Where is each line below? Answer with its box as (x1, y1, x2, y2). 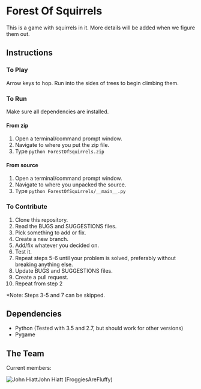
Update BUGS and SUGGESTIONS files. (14, 267, 113, 274)
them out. (6, 30, 30, 37)
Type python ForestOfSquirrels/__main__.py (14, 188, 126, 195)
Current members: (6, 364, 52, 372)
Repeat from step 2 (14, 280, 63, 287)
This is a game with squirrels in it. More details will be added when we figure (6, 24, 196, 31)
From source (6, 161, 39, 168)
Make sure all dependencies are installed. (6, 108, 109, 115)
